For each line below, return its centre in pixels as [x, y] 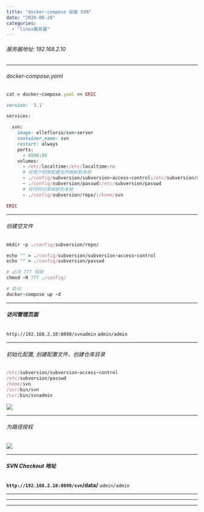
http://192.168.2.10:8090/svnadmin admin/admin [67, 335]
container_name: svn [43, 138]
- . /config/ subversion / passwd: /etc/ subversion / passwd [92, 184]
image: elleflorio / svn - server [56, 133]
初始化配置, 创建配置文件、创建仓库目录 [56, 354]
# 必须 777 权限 [25, 272]
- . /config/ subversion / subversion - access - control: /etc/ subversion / [110, 178]
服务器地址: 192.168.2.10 [36, 49]
